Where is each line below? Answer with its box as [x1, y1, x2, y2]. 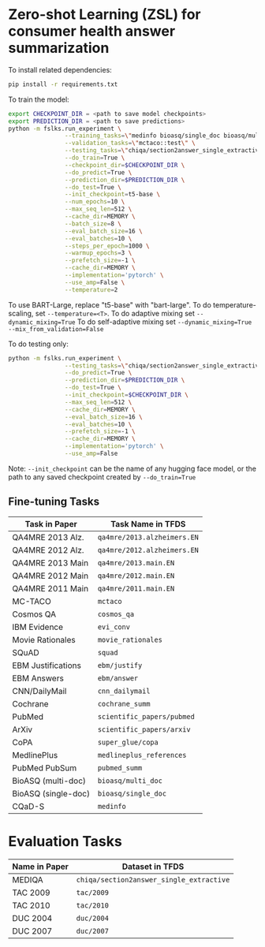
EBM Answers [12, 673, 65, 684]
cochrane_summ [97, 699, 151, 708]
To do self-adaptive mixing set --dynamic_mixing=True [77, 317, 252, 326]
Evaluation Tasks [8, 832, 122, 850]
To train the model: [8, 95, 69, 104]
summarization [8, 39, 110, 57]
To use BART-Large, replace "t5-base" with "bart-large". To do [8, 300, 211, 309]
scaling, [8, 308, 34, 318]
